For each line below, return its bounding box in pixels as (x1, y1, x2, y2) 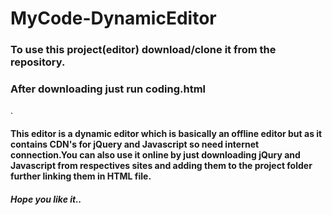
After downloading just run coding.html (10, 82, 207, 96)
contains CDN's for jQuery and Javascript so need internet (10, 138, 260, 150)
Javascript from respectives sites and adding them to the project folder (10, 160, 313, 171)
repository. (10, 55, 66, 69)
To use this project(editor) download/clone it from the (10, 43, 277, 57)
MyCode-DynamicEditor (10, 7, 217, 30)
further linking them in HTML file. (10, 170, 152, 182)
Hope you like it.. (10, 193, 82, 205)
